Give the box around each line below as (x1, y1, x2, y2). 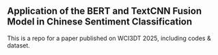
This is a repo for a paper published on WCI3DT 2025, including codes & (7, 34, 211, 42)
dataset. (7, 41, 31, 50)
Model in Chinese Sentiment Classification (7, 16, 193, 28)
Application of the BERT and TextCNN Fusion (7, 5, 202, 17)
